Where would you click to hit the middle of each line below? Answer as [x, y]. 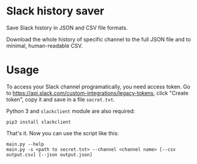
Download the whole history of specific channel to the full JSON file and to [98, 39]
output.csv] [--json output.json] [50, 154]
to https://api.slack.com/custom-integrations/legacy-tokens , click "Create [97, 93]
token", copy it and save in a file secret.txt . [61, 99]
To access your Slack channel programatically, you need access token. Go [98, 87]
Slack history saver [55, 11]
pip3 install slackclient [38, 122]
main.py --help [25, 144]
